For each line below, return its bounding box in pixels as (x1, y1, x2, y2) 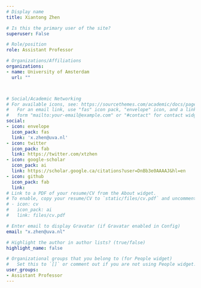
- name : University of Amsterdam (6, 69, 90, 75)
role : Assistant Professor (6, 47, 74, 53)
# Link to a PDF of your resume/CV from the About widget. (6, 190, 157, 196)
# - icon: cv (6, 201, 39, 207)
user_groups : (6, 267, 39, 273)
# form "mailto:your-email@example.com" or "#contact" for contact (6, 112, 184, 118)
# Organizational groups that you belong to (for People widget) (6, 256, 172, 262)
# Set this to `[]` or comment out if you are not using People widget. (6, 261, 197, 268)
